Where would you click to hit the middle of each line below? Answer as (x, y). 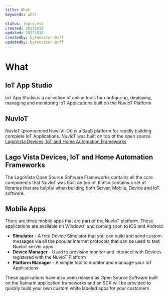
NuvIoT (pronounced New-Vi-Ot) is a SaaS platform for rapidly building (78, 130)
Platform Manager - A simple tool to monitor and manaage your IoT (82, 263)
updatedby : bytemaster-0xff (35, 42)
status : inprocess (24, 24)
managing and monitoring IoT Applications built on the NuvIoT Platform (78, 103)
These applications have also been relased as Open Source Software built (81, 278)
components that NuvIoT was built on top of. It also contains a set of (76, 182)
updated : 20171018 (24, 33)
